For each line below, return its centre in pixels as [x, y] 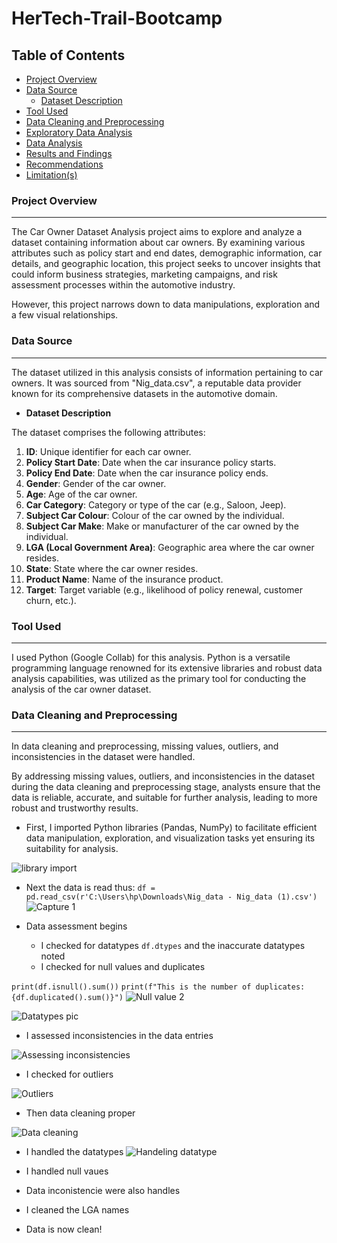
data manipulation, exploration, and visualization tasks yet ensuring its [170, 838]
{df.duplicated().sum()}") [67, 998]
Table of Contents [68, 55]
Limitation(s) [51, 175]
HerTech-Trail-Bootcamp [117, 18]
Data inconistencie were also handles [103, 1191]
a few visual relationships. [65, 315]
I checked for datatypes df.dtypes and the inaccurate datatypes [173, 946]
